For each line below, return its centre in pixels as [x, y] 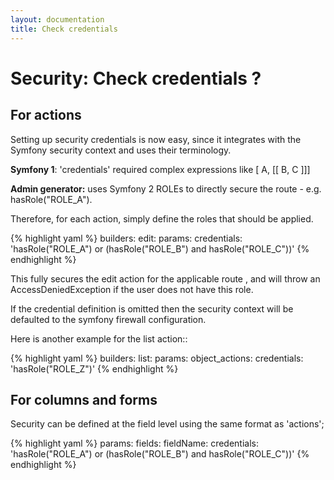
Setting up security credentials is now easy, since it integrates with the [156, 139]
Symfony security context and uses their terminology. [121, 150]
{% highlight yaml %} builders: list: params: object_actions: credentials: [157, 358]
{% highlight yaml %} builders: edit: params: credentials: [126, 238]
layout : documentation [57, 19]
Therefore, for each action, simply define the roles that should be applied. [162, 218]
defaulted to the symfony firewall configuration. [108, 319]
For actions [46, 115]
